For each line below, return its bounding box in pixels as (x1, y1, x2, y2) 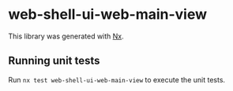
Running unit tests (8, 54, 100, 67)
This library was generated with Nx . (8, 31, 124, 41)
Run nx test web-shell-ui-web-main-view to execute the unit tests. (8, 75, 226, 84)
